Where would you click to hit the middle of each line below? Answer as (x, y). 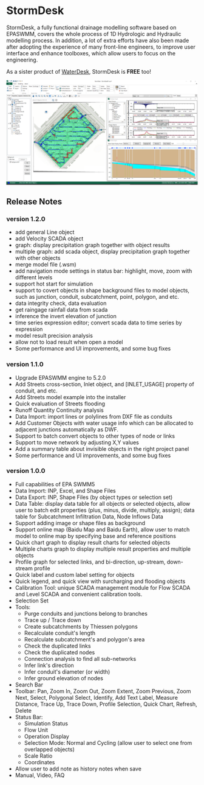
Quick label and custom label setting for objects (75, 574)
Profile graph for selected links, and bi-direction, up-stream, (90, 562)
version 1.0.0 (26, 471)
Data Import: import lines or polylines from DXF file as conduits (94, 416)
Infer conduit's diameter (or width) (67, 672)
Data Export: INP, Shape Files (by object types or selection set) (94, 497)
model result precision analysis (54, 336)
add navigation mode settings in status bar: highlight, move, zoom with (104, 271)
